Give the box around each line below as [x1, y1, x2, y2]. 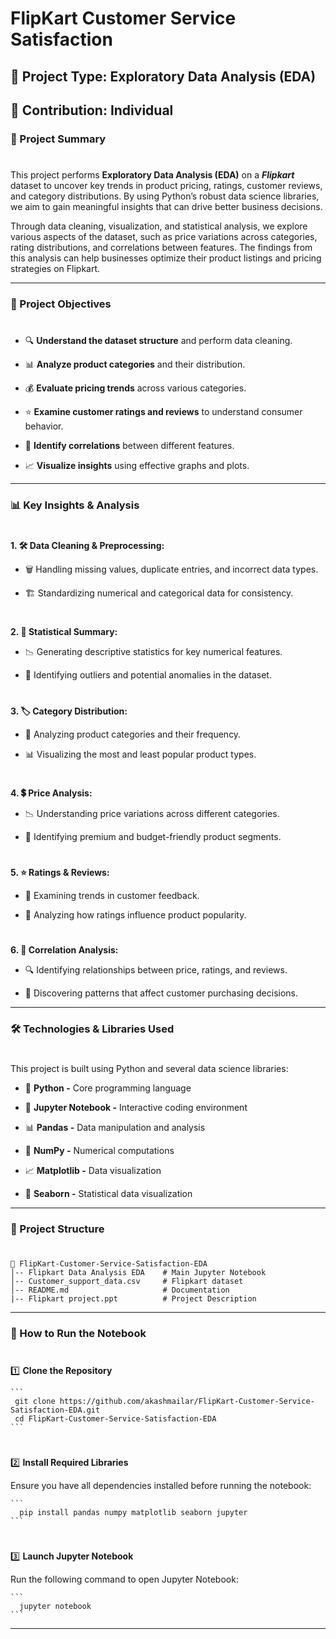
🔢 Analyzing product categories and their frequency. [24, 728, 242, 740]
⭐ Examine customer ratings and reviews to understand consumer [24, 406, 303, 418]
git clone [14, 1396, 56, 1406]
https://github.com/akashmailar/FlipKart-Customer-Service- [59, 1396, 315, 1406]
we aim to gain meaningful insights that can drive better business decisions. [10, 201, 323, 213]
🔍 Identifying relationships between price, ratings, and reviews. [24, 964, 288, 976]
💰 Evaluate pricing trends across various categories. [24, 382, 247, 394]
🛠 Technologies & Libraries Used [10, 1022, 175, 1036]
